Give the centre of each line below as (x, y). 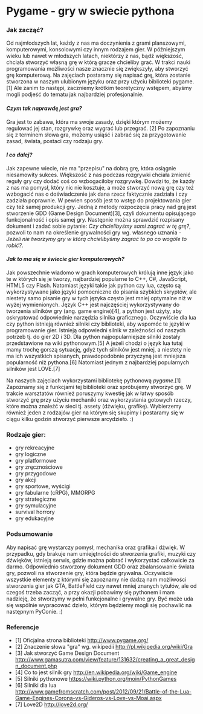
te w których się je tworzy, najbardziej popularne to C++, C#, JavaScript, (97, 279)
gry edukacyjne (34, 518)
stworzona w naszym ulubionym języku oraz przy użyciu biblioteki (89, 82)
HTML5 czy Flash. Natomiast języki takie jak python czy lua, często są (94, 286)
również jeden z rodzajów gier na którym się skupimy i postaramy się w (95, 413)
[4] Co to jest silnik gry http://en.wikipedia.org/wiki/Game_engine (96, 672)
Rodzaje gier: (26, 435)
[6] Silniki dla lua (36, 685)
